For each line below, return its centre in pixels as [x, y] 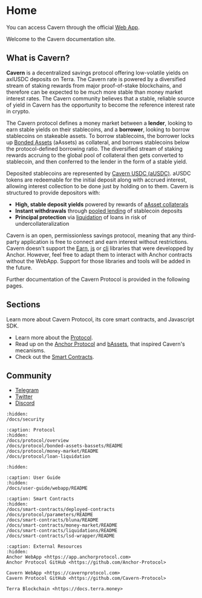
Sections [23, 305]
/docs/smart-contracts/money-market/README [62, 525]
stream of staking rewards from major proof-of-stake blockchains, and [94, 85]
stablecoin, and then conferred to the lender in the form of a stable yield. [97, 162]
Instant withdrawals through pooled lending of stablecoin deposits [99, 211]
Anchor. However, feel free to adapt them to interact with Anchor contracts [99, 254]
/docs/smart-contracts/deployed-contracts [60, 510]
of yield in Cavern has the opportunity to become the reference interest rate [101, 105]
